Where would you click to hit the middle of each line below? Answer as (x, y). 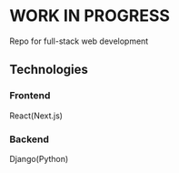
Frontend (30, 96)
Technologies (49, 70)
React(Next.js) (36, 116)
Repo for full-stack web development (79, 41)
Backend (30, 139)
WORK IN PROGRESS (90, 16)
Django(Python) (39, 158)
